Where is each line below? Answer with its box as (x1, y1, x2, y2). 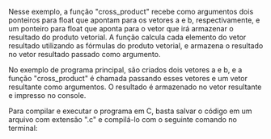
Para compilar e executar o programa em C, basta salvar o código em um (8, 106, 252, 116)
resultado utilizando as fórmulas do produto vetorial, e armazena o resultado (8, 41, 264, 51)
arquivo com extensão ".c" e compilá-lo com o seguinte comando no (8, 115, 237, 124)
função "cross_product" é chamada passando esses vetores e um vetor (8, 74, 248, 83)
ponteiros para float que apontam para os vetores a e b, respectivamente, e (8, 15, 260, 25)
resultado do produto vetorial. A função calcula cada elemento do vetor (8, 32, 247, 42)
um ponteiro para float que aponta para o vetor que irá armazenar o (8, 24, 234, 33)
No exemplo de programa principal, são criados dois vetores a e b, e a (8, 65, 243, 75)
